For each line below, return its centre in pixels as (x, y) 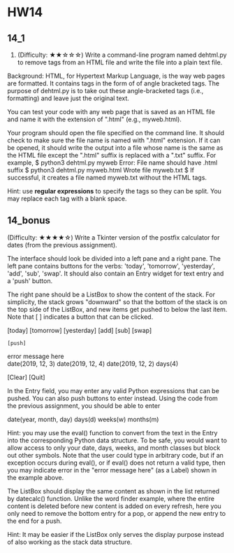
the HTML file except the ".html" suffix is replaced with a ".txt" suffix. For (112, 155)
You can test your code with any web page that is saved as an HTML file (111, 112)
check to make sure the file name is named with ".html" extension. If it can (114, 140)
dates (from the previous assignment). (62, 245)
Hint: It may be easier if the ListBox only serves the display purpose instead (116, 534)
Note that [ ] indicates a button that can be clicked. (80, 317)
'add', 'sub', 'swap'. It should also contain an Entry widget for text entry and (116, 273)
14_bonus (29, 220)
